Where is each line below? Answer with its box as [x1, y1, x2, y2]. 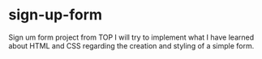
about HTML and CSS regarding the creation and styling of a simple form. [8, 40, 255, 50]
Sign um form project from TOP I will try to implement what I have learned [8, 32, 254, 42]
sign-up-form [8, 6, 103, 24]
